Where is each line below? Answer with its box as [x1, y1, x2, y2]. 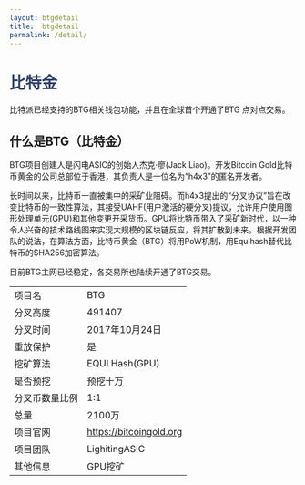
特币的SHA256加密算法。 [9, 247, 105, 258]
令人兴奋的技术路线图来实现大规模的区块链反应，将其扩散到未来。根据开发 [9, 224, 289, 235]
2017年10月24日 [86, 324, 162, 336]
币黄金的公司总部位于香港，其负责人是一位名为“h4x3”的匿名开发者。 [9, 170, 267, 182]
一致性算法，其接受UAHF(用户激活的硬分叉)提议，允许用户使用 [48, 201, 285, 212]
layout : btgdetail [9, 13, 79, 23]
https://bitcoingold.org [86, 426, 183, 439]
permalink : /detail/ [9, 30, 88, 39]
